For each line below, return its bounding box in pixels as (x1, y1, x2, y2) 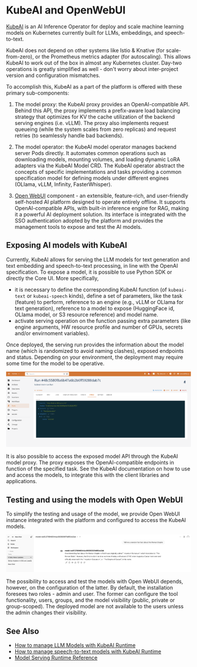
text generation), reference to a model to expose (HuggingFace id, (14, 305, 175, 312)
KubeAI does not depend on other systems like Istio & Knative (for (6, 46, 165, 53)
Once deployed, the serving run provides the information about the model (6, 341, 184, 348)
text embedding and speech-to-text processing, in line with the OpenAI (6, 262, 178, 269)
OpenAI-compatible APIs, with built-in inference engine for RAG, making (14, 204, 189, 211)
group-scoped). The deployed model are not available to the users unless (6, 603, 184, 610)
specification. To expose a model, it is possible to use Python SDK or (6, 268, 172, 275)
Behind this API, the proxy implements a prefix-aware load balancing (14, 107, 181, 114)
